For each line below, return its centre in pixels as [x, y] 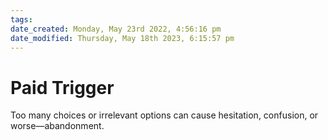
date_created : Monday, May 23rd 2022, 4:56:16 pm [116, 29]
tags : [21, 19]
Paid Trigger [62, 87]
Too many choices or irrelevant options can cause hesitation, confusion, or [164, 115]
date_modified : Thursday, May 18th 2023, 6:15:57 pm [122, 38]
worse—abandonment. [57, 126]
